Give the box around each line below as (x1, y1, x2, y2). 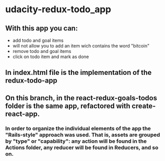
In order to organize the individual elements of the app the (5, 125, 151, 132)
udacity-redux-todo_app (5, 4, 112, 15)
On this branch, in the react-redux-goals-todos (5, 93, 157, 102)
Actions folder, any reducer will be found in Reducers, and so (5, 144, 158, 151)
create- (131, 101, 156, 110)
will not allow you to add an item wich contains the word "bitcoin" (12, 43, 150, 49)
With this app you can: (5, 24, 78, 33)
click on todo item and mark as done (12, 53, 89, 60)
